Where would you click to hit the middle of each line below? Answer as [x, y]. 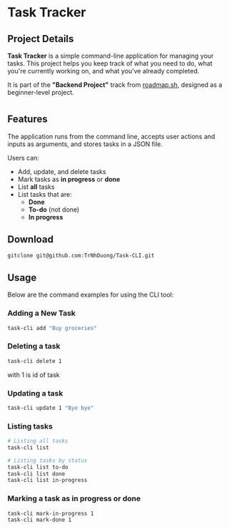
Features [27, 119]
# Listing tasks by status [47, 461]
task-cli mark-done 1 [40, 520]
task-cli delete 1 [35, 361]
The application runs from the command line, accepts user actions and [111, 136]
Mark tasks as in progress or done [69, 179]
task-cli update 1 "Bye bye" [51, 408]
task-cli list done [36, 474]
